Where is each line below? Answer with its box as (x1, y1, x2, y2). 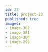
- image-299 (5, 40, 30, 45)
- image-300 (5, 35, 30, 40)
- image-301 (5, 30, 30, 35)
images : (5, 21, 21, 26)
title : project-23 (5, 12, 43, 17)
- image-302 (5, 26, 30, 31)
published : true (5, 16, 39, 21)
